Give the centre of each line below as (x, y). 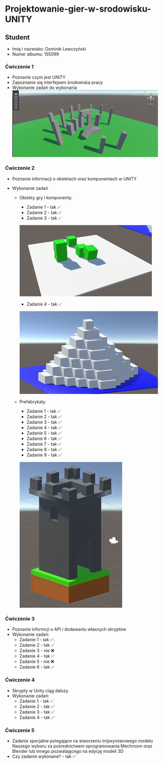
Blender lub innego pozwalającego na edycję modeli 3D (68, 751)
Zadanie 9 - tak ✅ (44, 455)
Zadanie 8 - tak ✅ (44, 450)
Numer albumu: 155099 (35, 54)
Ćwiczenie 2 (20, 168)
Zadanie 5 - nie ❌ (37, 662)
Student (17, 37)
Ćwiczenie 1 (19, 67)
